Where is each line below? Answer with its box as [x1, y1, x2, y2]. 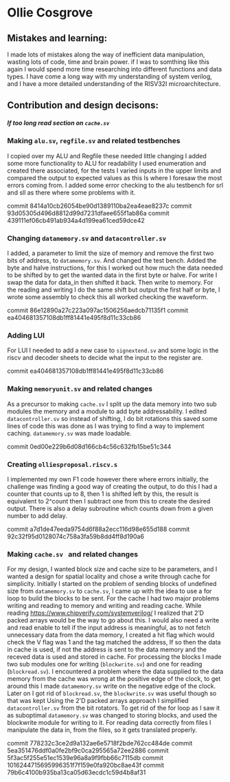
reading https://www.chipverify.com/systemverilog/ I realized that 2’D [7, 609, 205, 617]
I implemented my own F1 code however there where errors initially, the [7, 475, 209, 483]
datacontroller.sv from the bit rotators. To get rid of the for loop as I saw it [7, 704, 220, 713]
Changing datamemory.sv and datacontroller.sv [7, 233, 167, 243]
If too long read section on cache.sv [7, 118, 110, 127]
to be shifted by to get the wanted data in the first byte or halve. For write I [7, 271, 218, 279]
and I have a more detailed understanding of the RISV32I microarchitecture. [7, 80, 221, 87]
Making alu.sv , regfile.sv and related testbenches [7, 136, 181, 146]
